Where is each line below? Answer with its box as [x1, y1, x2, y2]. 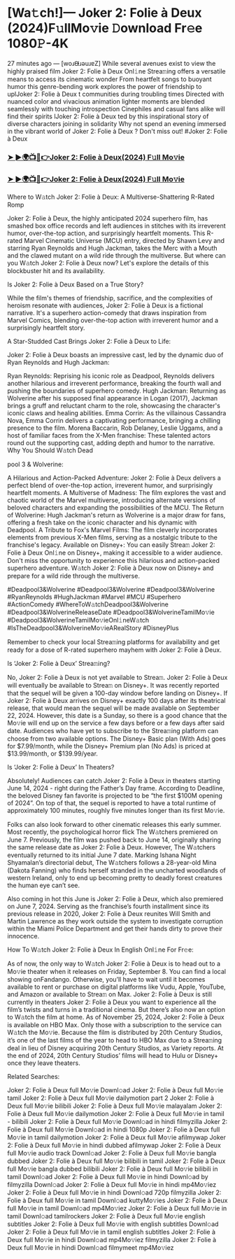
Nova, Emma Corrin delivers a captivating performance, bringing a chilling [7, 417, 221, 425]
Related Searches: [7, 1073, 60, 1081]
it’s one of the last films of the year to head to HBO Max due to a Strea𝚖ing [7, 1036, 222, 1045]
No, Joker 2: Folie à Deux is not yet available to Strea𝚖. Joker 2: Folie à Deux [7, 674, 228, 682]
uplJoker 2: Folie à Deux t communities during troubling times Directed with [7, 90, 225, 98]
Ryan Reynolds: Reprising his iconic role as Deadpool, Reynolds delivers [7, 372, 215, 380]
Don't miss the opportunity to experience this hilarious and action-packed [7, 557, 220, 565]
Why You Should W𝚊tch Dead [7, 446, 93, 454]
